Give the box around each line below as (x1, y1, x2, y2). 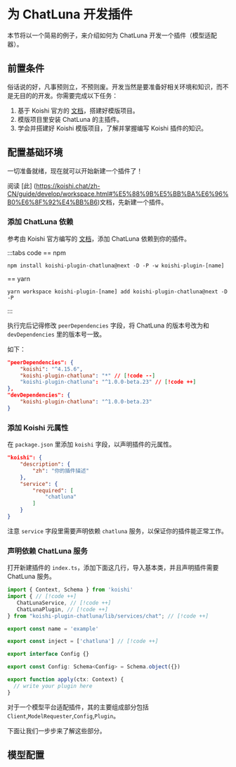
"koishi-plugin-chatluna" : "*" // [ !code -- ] (20, 372, 156, 379)
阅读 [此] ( (7, 181, 37, 190)
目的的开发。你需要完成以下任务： (19, 91, 118, 99)
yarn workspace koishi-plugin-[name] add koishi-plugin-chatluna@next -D (7, 288, 228, 295)
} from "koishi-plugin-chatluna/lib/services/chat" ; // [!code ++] (7, 612, 209, 620)
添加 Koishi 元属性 (7, 423, 69, 432)
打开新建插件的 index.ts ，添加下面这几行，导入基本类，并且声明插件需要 (7, 563, 219, 572)
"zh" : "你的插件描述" (32, 467, 89, 474)
